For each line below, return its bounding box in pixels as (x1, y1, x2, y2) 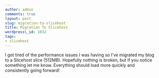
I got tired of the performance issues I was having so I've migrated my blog (5, 52, 155, 58)
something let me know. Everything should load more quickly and (5, 62, 135, 68)
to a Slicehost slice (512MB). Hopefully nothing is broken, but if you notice (5, 57, 152, 63)
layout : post (5, 16, 31, 21)
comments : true (5, 12, 36, 16)
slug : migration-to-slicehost (5, 20, 66, 26)
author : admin (5, 7, 34, 12)
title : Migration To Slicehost (5, 25, 68, 30)
